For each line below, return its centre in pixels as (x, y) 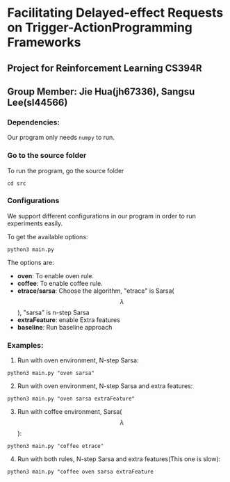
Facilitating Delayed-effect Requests (115, 13)
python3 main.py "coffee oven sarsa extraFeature (81, 472)
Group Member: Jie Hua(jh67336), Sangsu (101, 91)
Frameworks (44, 42)
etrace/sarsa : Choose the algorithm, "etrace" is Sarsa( (96, 291)
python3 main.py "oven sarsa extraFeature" (71, 399)
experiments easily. (35, 223)
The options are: (31, 262)
